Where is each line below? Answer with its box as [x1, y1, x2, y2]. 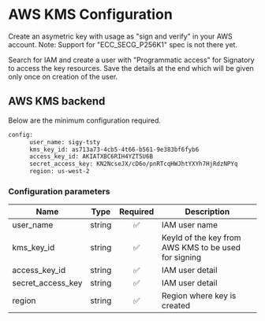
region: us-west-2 [28, 168, 90, 175]
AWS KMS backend [8, 94, 106, 108]
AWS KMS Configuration [8, 6, 174, 24]
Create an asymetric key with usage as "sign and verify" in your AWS [8, 31, 233, 41]
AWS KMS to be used [161, 242, 241, 253]
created [161, 301, 191, 312]
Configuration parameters [8, 186, 110, 197]
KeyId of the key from [161, 232, 241, 243]
